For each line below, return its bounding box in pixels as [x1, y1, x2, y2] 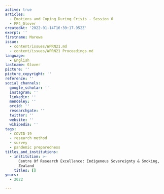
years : [5, 172, 19, 178]
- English [9, 58, 30, 63]
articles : [5, 12, 26, 17]
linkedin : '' [9, 94, 36, 99]
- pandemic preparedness [9, 145, 61, 150]
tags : [5, 126, 16, 131]
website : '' [9, 117, 34, 122]
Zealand [18, 163, 34, 168]
